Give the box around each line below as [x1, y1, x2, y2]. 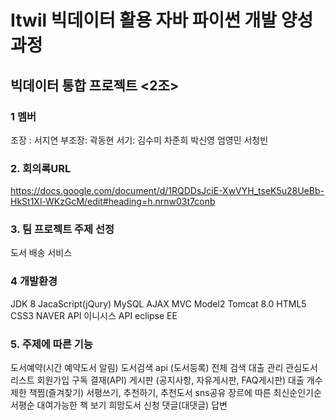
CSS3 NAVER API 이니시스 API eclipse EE [10, 309, 178, 321]
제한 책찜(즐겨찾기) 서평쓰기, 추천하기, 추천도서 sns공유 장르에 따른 [10, 387, 272, 399]
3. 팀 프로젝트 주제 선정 [10, 222, 115, 236]
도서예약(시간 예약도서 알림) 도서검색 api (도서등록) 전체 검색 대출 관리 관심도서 [10, 362, 318, 374]
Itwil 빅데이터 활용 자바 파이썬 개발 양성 [10, 9, 314, 32]
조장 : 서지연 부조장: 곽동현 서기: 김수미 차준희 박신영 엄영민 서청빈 [10, 134, 269, 146]
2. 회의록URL [10, 161, 72, 175]
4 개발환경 [10, 274, 58, 288]
